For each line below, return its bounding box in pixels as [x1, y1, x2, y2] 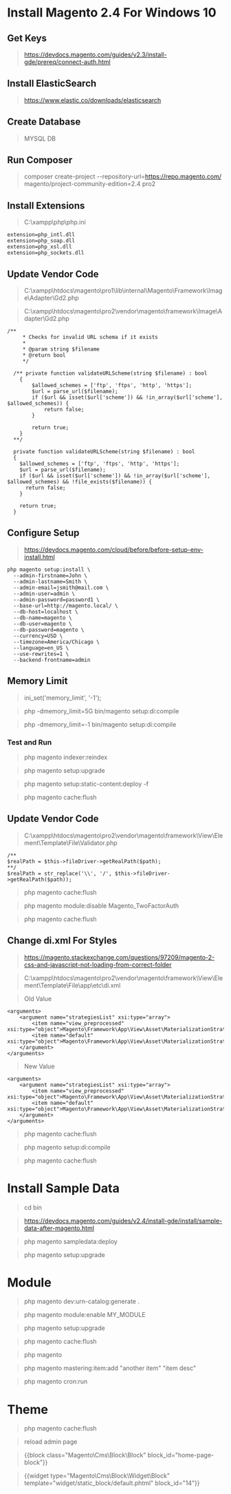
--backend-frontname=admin [13, 656, 91, 663]
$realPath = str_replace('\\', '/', [7, 870, 112, 877]
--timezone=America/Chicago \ [13, 639, 100, 645]
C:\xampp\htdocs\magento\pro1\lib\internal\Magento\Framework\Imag [23, 287, 223, 295]
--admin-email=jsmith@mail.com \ [13, 584, 109, 591]
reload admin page [23, 1438, 78, 1446]
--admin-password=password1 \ [13, 596, 100, 603]
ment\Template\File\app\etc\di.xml [23, 981, 121, 989]
